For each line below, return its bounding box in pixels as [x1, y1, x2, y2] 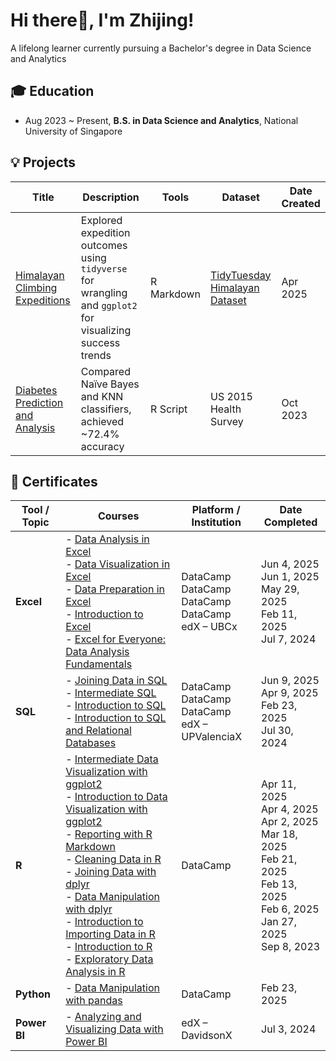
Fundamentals [65, 657, 133, 671]
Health [209, 402, 242, 416]
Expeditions [15, 293, 71, 307]
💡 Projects [10, 154, 77, 171]
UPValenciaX [181, 730, 243, 744]
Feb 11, [261, 607, 298, 621]
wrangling [80, 285, 128, 299]
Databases [65, 736, 117, 750]
